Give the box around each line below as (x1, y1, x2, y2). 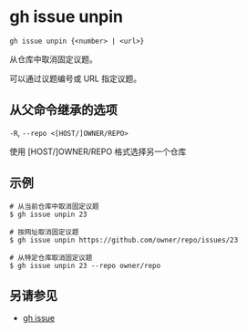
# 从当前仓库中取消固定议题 (9, 202, 100, 211)
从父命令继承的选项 (9, 102, 118, 118)
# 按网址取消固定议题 (9, 227, 79, 236)
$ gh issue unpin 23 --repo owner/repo (9, 261, 161, 270)
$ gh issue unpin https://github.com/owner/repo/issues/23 (9, 235, 239, 244)
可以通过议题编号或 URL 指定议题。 (9, 73, 142, 84)
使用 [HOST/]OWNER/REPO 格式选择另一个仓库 (9, 146, 187, 157)
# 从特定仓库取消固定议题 (9, 253, 93, 262)
